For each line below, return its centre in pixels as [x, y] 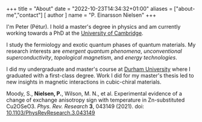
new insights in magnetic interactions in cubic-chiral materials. [84, 82]
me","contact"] [25, 15]
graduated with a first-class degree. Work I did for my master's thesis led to [100, 75]
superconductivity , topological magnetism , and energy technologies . [92, 57]
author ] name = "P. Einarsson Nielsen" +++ [102, 15]
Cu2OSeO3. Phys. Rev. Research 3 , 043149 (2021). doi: [75, 106]
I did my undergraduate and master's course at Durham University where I [99, 69]
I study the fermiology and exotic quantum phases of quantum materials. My [101, 45]
